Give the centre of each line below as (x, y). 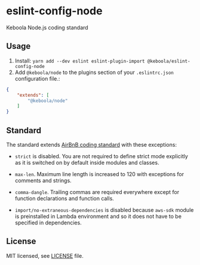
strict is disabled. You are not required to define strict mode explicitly (101, 156)
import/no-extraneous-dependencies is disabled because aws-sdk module (104, 209)
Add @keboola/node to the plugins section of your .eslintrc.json (94, 72)
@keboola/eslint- (169, 61)
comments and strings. (43, 180)
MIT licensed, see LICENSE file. (45, 255)
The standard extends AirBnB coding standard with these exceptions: (92, 144)
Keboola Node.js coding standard (47, 27)
